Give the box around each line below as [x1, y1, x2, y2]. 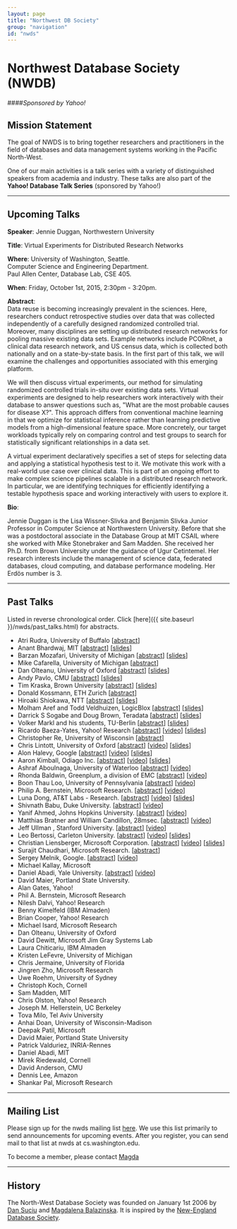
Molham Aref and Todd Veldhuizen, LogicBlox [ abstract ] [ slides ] [17, 703, 204, 712]
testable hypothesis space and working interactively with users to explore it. [7, 489, 229, 497]
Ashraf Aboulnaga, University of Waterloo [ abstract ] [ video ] [17, 763, 192, 772]
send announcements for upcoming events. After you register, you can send [7, 1132, 229, 1140]
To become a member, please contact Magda [7, 1153, 140, 1161]
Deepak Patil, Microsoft [17, 1026, 86, 1034]
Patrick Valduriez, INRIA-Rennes [17, 1041, 111, 1049]
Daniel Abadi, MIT [17, 1048, 70, 1057]
